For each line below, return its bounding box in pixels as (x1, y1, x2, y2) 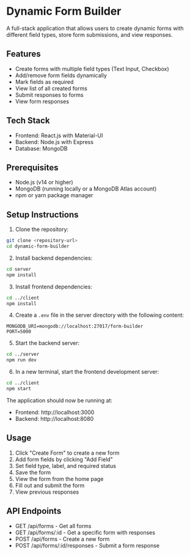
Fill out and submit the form (15, 481, 85, 489)
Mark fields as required (15, 78, 74, 85)
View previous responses (15, 488, 79, 496)
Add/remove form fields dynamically (15, 72, 107, 79)
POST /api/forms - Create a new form (15, 535, 110, 543)
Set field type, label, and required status (15, 462, 116, 469)
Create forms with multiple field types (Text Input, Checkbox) (15, 65, 169, 72)
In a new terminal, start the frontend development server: (15, 368, 159, 376)
